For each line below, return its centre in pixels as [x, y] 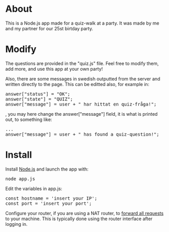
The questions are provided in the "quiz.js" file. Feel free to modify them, [82, 63]
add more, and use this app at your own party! [54, 69]
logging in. [16, 224]
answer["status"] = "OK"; [38, 94]
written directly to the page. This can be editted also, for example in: [77, 84]
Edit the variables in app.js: [34, 188]
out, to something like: [29, 119]
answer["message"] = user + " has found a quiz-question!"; [82, 134]
